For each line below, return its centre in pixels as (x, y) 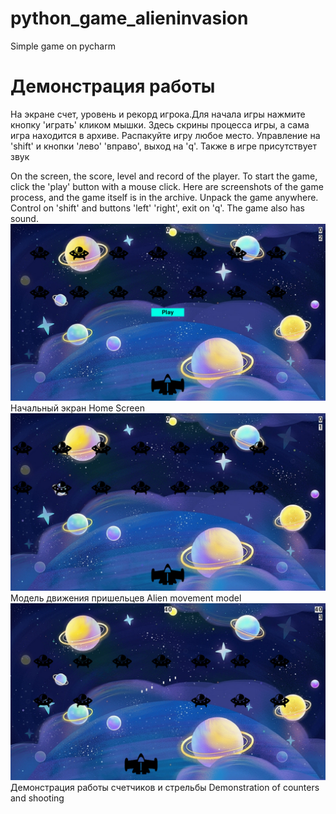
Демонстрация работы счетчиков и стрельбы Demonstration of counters (165, 788)
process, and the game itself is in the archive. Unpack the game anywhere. (164, 197)
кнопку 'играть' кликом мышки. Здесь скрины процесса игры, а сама (160, 124)
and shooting (37, 798)
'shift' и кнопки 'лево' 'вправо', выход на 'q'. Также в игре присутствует (163, 146)
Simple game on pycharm (63, 46)
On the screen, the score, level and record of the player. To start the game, (164, 176)
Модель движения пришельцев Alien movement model (126, 598)
